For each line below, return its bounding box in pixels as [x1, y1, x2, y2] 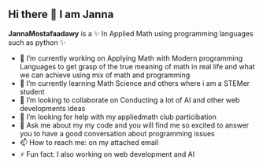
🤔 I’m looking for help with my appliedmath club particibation [19, 112, 217, 121]
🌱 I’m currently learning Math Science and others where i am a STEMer [19, 78, 250, 87]
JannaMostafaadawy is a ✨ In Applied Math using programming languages [8, 28, 254, 38]
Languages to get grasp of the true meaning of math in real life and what [19, 61, 255, 71]
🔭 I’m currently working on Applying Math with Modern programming [19, 53, 243, 63]
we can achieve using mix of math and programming [19, 70, 191, 80]
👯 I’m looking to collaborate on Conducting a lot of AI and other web [19, 95, 240, 105]
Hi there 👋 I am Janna [8, 8, 114, 21]
